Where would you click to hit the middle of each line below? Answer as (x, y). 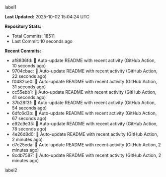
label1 (11, 7)
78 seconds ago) (29, 129)
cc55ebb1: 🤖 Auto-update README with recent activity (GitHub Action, (84, 92)
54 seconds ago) (29, 108)
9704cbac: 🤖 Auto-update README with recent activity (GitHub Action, (84, 71)
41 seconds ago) (29, 97)
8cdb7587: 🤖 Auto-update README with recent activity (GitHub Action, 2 (86, 155)
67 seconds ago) (29, 118)
